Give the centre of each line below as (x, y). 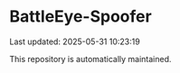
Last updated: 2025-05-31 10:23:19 (75, 41)
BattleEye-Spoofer (81, 17)
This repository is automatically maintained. (90, 59)
